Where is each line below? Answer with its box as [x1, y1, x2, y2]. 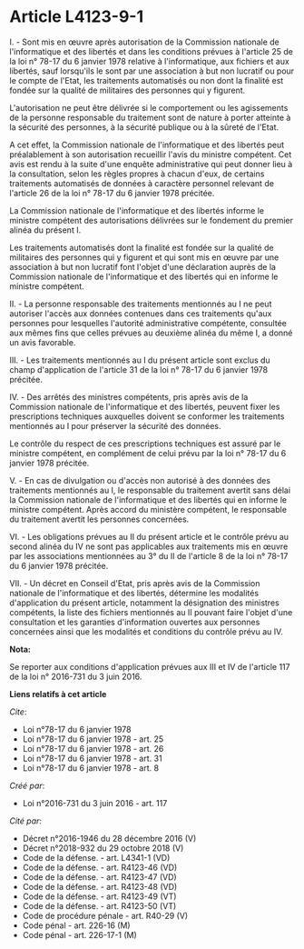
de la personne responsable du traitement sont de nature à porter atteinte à [9, 112, 291, 123]
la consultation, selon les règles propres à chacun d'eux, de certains [9, 168, 265, 179]
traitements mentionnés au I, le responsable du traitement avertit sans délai [9, 484, 291, 495]
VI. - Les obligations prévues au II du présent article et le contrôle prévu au [9, 531, 289, 542]
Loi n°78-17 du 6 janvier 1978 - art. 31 [22, 753, 162, 764]
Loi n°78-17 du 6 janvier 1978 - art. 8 [22, 762, 160, 774]
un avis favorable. [9, 336, 76, 347]
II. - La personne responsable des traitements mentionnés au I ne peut [9, 298, 272, 309]
